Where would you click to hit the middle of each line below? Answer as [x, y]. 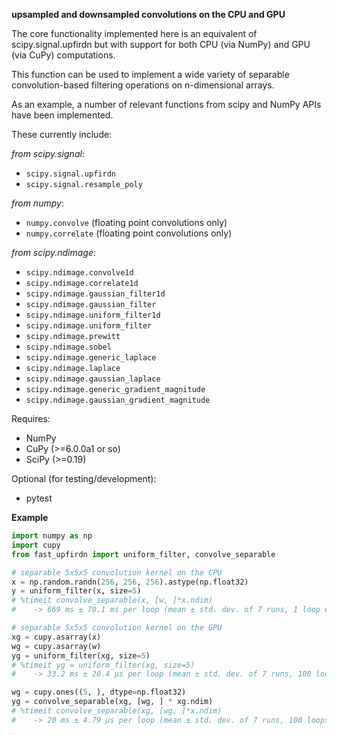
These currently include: [62, 134]
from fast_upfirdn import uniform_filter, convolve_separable [143, 554]
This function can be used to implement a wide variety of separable [150, 74]
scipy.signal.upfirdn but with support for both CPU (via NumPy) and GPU [161, 44]
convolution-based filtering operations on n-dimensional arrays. [143, 85]
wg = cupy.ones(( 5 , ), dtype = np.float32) [99, 692]
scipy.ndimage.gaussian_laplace [93, 379]
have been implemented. [62, 115]
